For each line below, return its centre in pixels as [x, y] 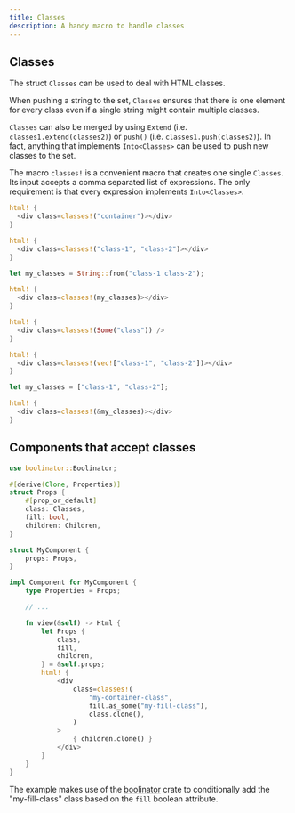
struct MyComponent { [49, 550]
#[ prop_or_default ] [61, 501]
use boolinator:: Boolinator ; [63, 468]
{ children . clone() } [112, 739]
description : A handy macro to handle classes [97, 26]
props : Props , [51, 558]
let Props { [64, 631]
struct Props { [37, 492]
